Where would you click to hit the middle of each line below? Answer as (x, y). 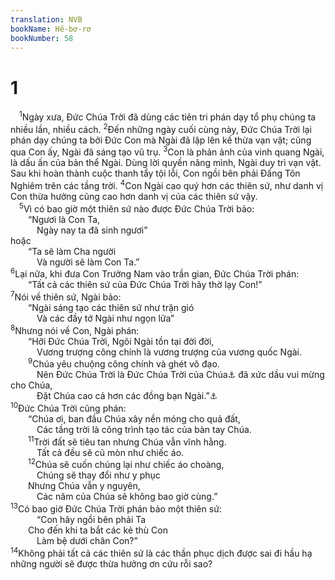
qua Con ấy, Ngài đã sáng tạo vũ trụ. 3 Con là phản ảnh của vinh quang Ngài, (167, 151)
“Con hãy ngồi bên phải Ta (91, 519)
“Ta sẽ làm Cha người (72, 251)
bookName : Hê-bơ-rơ (51, 29)
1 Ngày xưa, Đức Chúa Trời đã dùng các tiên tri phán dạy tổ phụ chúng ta (168, 116)
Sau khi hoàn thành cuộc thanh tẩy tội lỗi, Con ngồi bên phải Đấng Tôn (155, 173)
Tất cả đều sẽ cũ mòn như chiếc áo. (110, 452)
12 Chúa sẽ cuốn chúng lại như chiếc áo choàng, (126, 464)
